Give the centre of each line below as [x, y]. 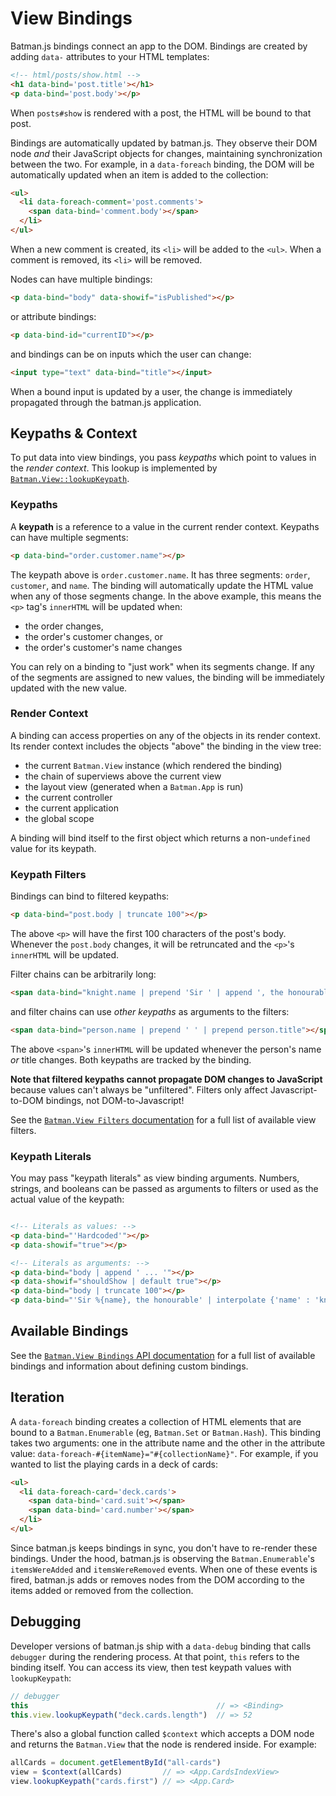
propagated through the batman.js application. [106, 402]
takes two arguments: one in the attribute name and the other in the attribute [168, 1443]
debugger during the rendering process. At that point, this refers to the [155, 1656]
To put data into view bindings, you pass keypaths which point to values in [163, 458]
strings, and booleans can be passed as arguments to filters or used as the [164, 1189]
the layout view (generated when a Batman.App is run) [134, 786]
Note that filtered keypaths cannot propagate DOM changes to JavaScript [166, 1079]
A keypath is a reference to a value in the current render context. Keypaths [165, 526]
